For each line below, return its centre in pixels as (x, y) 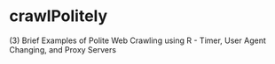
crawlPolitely (59, 16)
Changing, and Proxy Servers (63, 49)
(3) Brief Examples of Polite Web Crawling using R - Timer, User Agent (137, 40)
